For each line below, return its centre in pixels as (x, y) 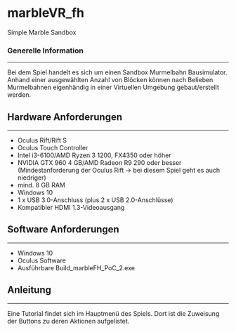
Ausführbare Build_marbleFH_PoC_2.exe (76, 267)
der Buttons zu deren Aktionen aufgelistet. (68, 321)
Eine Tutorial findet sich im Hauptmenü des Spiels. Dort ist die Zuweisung (113, 313)
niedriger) (32, 178)
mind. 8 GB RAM (41, 185)
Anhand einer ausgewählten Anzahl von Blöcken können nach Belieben (110, 80)
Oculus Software (42, 260)
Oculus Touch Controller (53, 148)
